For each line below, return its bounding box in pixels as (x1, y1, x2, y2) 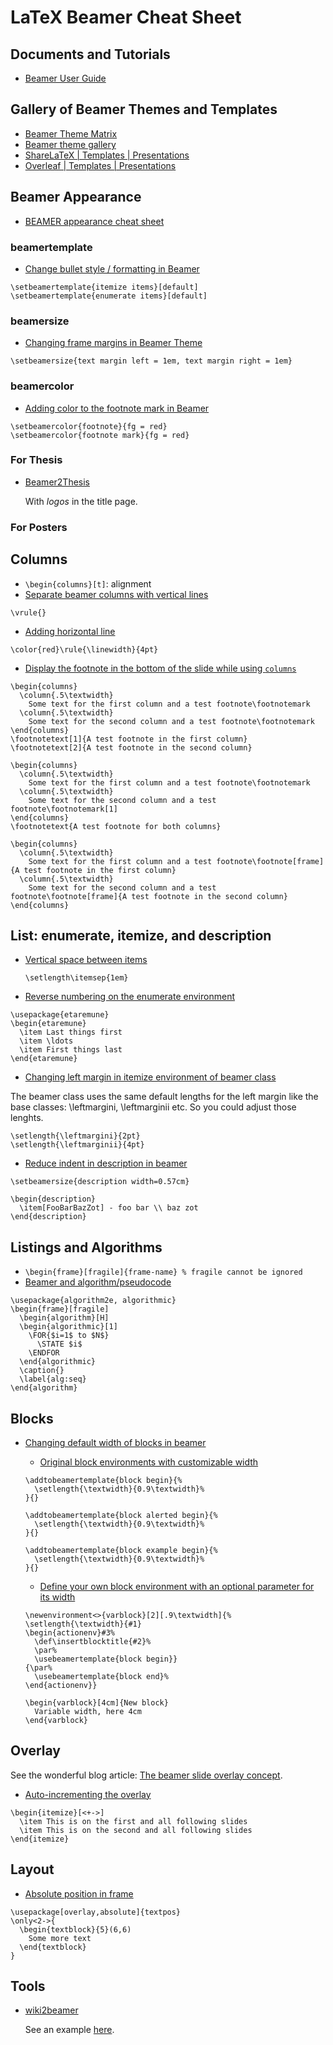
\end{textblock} (19, 1942, 87, 1952)
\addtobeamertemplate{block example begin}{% (24, 1545, 218, 1555)
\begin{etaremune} (10, 1019, 87, 1029)
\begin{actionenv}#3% (24, 1627, 115, 1638)
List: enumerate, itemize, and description (10, 927, 272, 944)
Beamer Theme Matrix (24, 127, 118, 140)
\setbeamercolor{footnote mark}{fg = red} (10, 430, 190, 440)
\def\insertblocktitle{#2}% (34, 1636, 152, 1646)
